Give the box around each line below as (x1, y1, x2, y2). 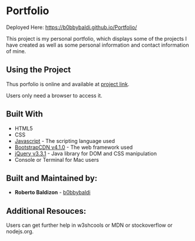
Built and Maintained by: (6, 173, 98, 183)
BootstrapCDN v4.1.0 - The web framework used (14, 144, 133, 151)
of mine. (6, 47, 27, 54)
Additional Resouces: (6, 206, 87, 216)
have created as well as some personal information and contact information (6, 41, 190, 48)
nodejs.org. (6, 228, 34, 235)
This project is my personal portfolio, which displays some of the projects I (6, 35, 187, 42)
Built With (6, 109, 43, 119)
